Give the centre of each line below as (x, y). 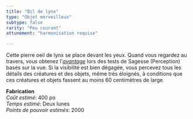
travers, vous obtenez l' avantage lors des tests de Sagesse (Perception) (93, 62)
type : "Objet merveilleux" (39, 17)
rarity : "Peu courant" (34, 28)
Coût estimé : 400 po (31, 98)
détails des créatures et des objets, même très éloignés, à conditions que (94, 74)
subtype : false (25, 22)
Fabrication (20, 91)
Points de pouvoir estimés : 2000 (45, 110)
